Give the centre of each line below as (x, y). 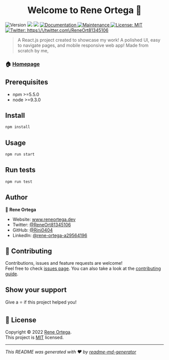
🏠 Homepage (23, 64)
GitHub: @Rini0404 (32, 230)
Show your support (36, 290)
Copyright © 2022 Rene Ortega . (38, 332)
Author (16, 198)
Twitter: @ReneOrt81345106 (42, 225)
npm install (18, 127)
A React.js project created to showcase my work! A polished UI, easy (89, 40)
